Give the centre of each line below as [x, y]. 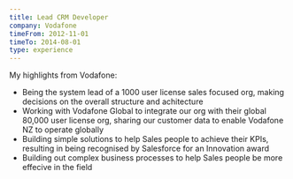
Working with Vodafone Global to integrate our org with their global [144, 111]
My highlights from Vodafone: [63, 75]
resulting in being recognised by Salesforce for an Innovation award [146, 149]
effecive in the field [57, 168]
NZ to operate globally [63, 130]
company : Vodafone [43, 26]
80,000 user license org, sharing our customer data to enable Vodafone [153, 121]
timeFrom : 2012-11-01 [49, 34]
